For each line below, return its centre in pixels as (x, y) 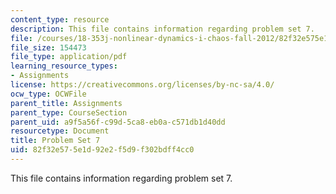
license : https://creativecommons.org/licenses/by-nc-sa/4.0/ (142, 85)
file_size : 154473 (48, 47)
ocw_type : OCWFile (48, 94)
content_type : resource (60, 19)
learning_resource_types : (64, 66)
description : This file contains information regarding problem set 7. (162, 29)
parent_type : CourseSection (69, 112)
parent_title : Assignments (66, 103)
